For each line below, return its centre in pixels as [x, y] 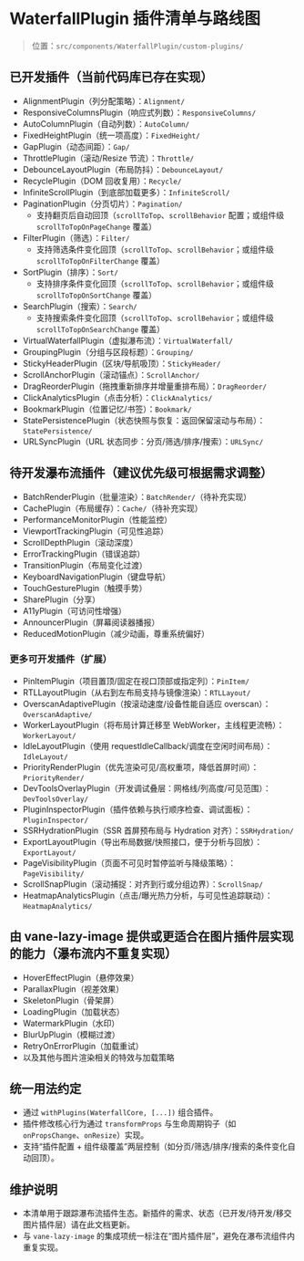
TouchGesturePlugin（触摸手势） [85, 588]
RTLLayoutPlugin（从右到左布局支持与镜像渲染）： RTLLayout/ [137, 692]
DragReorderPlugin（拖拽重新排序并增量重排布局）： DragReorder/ [145, 386]
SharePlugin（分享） [61, 599]
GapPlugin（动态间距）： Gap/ [76, 146]
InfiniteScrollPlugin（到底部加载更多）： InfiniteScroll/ [126, 192]
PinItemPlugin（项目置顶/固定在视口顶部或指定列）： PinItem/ [136, 681]
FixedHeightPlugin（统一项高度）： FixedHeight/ [111, 135]
